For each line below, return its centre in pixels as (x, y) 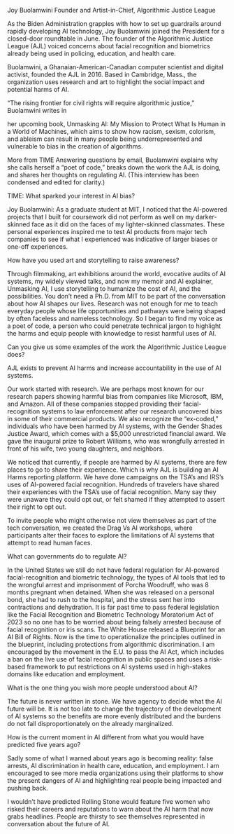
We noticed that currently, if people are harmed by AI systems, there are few (117, 462)
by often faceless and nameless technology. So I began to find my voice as (115, 319)
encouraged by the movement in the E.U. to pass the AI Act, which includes (116, 652)
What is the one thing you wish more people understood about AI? (102, 688)
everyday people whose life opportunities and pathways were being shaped (116, 311)
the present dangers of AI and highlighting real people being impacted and (115, 780)
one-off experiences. (38, 247)
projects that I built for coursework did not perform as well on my (101, 217)
